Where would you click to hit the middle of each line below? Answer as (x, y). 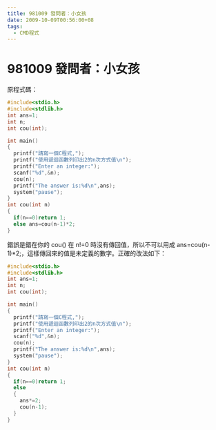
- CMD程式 (26, 33)
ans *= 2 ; (30, 401)
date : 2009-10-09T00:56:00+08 (51, 20)
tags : (15, 26)
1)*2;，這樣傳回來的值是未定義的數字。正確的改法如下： (87, 253)
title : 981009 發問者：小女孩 (47, 13)
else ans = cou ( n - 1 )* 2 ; (45, 224)
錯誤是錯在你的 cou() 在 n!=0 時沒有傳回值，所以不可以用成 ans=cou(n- (109, 244)
